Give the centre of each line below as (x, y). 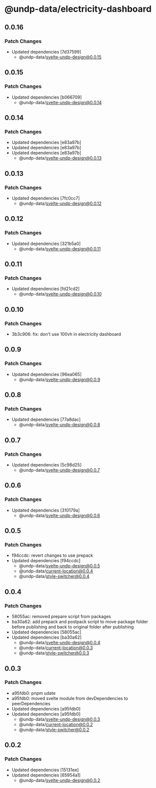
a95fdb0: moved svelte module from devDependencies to (70, 698)
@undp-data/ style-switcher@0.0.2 (54, 730)
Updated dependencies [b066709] (47, 97)
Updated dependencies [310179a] (46, 510)
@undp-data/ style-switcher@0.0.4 (54, 576)
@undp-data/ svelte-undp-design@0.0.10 (60, 294)
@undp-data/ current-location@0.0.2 (56, 724)
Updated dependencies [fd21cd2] (45, 289)
